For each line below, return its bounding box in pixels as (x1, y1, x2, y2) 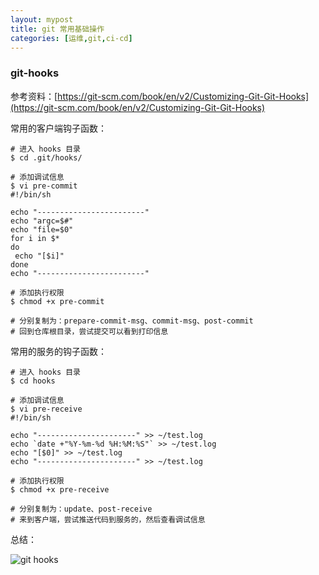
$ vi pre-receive (10, 404, 83, 414)
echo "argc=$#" (10, 216, 74, 226)
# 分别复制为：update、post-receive (10, 504, 153, 514)
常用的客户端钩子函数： (10, 122, 107, 134)
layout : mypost (10, 14, 74, 25)
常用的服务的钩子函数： (10, 345, 107, 357)
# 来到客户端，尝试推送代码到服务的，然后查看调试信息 (10, 514, 206, 525)
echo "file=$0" (10, 224, 74, 235)
